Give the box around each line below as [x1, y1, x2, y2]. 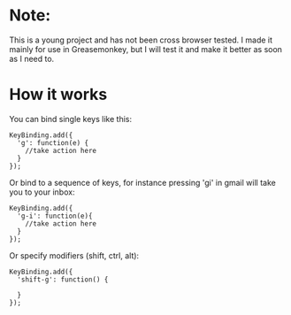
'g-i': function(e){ [17, 211, 93, 220]
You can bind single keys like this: [9, 113, 133, 124]
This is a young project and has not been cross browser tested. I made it [9, 35, 272, 45]
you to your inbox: [9, 187, 75, 197]
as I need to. [9, 53, 55, 64]
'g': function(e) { [17, 138, 89, 147]
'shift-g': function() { [17, 275, 109, 284]
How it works [9, 85, 108, 104]
